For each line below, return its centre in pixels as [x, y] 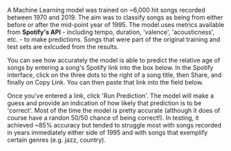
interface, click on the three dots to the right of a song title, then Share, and [114, 75]
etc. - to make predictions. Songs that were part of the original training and [114, 39]
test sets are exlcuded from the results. [63, 47]
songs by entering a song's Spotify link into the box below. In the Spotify [110, 68]
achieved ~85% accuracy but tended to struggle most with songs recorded [114, 125]
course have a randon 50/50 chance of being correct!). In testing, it [103, 118]
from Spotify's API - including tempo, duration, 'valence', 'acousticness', [111, 32]
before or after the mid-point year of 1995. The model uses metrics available [116, 25]
